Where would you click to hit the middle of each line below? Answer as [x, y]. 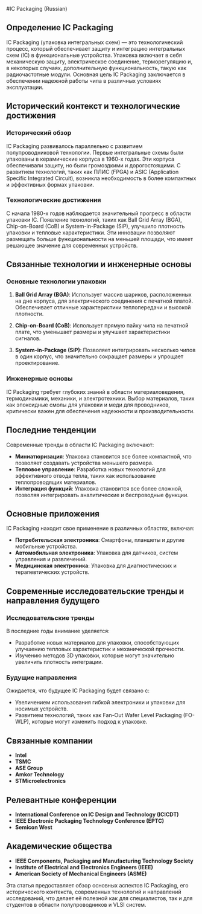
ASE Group [29, 768]
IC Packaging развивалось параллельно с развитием [74, 146]
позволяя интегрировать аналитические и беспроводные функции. [102, 495]
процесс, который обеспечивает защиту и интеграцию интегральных [96, 48]
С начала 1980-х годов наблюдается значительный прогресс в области [99, 213]
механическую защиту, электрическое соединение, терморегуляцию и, [99, 61]
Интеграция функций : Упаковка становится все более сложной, [99, 488]
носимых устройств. [41, 709]
